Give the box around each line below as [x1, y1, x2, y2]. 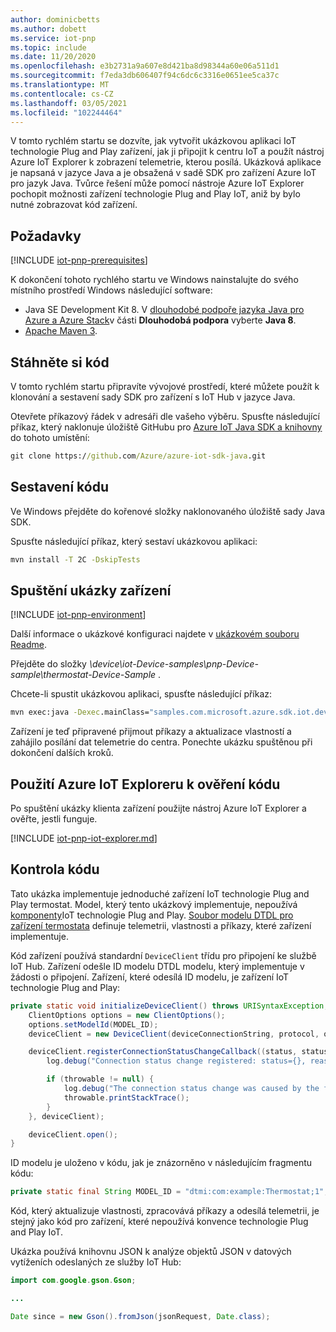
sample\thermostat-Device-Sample [10, 669, 157, 681]
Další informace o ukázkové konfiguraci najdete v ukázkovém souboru [10, 628, 300, 640]
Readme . [10, 639, 48, 651]
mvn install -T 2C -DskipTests [10, 554, 141, 565]
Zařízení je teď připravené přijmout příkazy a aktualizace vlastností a [10, 726, 292, 738]
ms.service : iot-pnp [10, 33, 97, 43]
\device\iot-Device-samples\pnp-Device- [88, 658, 259, 670]
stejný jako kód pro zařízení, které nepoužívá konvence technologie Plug [10, 1216, 309, 1228]
